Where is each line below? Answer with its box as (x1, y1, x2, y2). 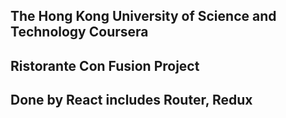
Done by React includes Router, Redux (10, 92, 253, 109)
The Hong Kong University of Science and (10, 8, 277, 25)
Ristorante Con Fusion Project (10, 57, 200, 74)
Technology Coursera (10, 24, 149, 41)
